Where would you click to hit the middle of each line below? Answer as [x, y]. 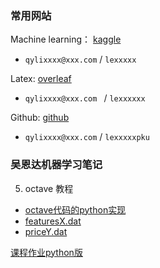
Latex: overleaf [41, 79]
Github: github [40, 118]
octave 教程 [49, 188]
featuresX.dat [53, 221]
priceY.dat [46, 231]
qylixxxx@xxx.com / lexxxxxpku [87, 137]
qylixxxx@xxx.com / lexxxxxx [85, 98]
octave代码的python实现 [75, 209]
